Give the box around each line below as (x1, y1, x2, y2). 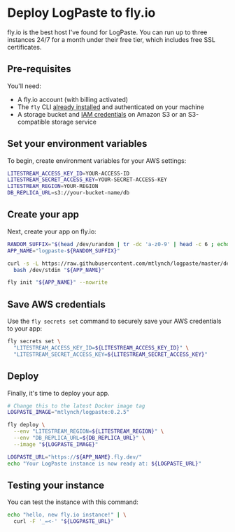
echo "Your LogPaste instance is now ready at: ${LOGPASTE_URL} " (7, 460, 201, 467)
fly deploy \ (7, 422, 45, 429)
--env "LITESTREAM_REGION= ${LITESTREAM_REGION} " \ (13, 428, 164, 435)
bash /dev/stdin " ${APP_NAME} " (13, 266, 105, 273)
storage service (51, 117, 97, 126)
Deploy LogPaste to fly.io (7, 5, 156, 21)
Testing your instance (7, 479, 105, 491)
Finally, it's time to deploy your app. (7, 389, 110, 397)
